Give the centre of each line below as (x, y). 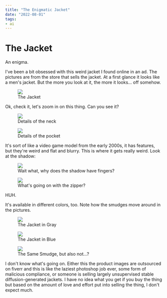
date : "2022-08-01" (25, 14)
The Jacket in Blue (37, 239)
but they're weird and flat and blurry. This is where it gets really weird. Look (83, 151)
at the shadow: (20, 156)
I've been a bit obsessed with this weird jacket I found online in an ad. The (81, 72)
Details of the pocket (39, 136)
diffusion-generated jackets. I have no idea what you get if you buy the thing (83, 280)
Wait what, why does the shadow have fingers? (66, 171)
